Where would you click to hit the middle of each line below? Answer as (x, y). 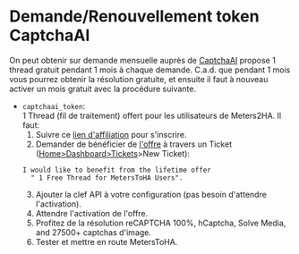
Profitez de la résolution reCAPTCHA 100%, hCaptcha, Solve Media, (161, 223)
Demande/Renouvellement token (134, 17)
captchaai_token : (54, 106)
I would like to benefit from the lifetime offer (117, 170)
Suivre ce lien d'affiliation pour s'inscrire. (111, 134)
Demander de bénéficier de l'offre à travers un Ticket (134, 144)
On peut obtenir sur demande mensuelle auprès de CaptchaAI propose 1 (142, 60)
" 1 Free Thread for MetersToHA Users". (107, 178)
